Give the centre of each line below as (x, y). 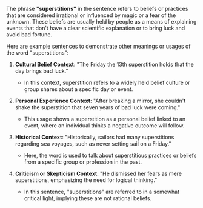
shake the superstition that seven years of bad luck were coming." (98, 107)
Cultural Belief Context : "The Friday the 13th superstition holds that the (104, 64)
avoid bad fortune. (29, 35)
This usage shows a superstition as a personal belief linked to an (105, 119)
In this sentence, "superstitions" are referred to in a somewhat (102, 192)
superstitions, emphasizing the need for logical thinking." (86, 180)
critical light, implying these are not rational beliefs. (88, 198)
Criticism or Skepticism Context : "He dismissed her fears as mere (98, 173)
